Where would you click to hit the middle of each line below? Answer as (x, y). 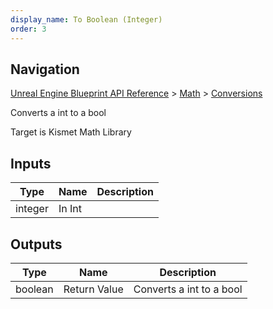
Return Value (93, 289)
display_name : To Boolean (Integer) (86, 19)
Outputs (36, 244)
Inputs (31, 163)
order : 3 (28, 29)
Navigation (45, 69)
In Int (70, 209)
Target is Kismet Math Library (71, 132)
